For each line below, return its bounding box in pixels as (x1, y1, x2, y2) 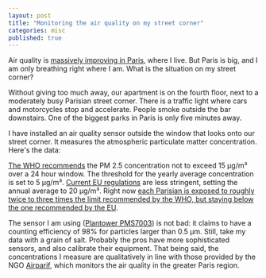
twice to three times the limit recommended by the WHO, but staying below (8, 195, 254, 204)
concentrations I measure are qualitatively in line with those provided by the (8, 252, 256, 262)
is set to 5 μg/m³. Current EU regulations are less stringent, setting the (8, 178, 238, 187)
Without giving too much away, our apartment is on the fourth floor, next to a (8, 88, 259, 98)
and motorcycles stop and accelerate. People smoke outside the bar (8, 105, 232, 114)
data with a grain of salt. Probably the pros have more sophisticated (8, 235, 230, 245)
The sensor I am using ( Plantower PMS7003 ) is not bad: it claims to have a (8, 218, 252, 228)
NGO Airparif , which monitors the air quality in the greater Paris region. (8, 261, 240, 270)
